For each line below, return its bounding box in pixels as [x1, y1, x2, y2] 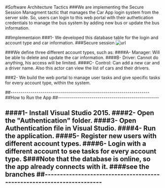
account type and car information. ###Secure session [5, 40, 115, 46]
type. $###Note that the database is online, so [5, 155, 151, 163]
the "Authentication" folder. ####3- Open [5, 117, 136, 125]
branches [5, 170, 35, 179]
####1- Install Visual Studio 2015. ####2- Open [5, 109, 154, 117]
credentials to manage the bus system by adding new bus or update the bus [5, 20, 160, 26]
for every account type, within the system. [5, 80, 91, 86]
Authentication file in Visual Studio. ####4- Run [5, 124, 156, 132]
